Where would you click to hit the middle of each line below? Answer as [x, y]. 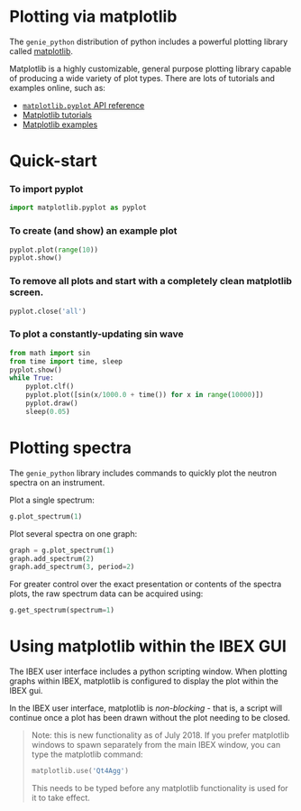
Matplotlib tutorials [57, 115]
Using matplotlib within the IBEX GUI [148, 646]
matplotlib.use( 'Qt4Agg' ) [80, 771]
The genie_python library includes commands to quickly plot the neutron [143, 473]
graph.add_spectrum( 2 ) [52, 558]
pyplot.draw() [52, 403]
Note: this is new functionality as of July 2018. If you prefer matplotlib [160, 735]
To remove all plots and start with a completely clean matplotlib [151, 281]
